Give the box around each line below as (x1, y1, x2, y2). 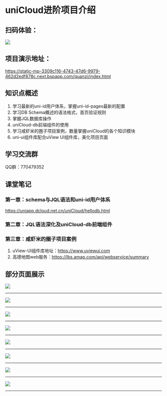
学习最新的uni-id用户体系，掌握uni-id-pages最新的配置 (12, 103, 125, 109)
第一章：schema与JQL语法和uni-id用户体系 (5, 196, 111, 203)
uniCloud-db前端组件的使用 (12, 122, 69, 128)
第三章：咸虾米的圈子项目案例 (5, 235, 77, 242)
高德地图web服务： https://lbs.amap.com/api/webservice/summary (12, 254, 149, 260)
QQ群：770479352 (5, 164, 45, 170)
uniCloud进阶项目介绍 (5, 4, 96, 16)
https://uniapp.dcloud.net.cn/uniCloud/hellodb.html (5, 208, 110, 214)
